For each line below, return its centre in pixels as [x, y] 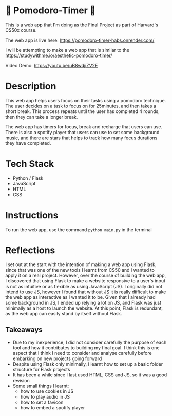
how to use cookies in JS [47, 391]
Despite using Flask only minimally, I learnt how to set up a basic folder [88, 364]
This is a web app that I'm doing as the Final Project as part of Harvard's [82, 25]
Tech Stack [30, 164]
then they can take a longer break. [42, 117]
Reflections [30, 250]
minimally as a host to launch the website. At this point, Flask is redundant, [84, 308]
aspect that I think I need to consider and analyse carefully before [82, 353]
